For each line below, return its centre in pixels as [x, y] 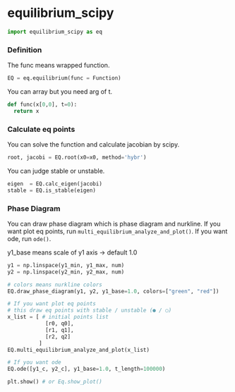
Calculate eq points [41, 129]
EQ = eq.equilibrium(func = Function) [64, 78]
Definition [25, 49]
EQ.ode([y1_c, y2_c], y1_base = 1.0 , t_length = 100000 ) [86, 369]
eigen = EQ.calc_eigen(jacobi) [55, 184]
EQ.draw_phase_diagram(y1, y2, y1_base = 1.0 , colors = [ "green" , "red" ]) [113, 291]
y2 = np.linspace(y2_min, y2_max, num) [66, 272]
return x [26, 111]
